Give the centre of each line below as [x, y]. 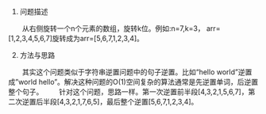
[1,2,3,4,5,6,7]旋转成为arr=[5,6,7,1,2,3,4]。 [76, 38]
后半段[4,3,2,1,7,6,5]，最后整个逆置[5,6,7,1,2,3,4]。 [117, 102]
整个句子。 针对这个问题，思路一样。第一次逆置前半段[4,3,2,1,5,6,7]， [128, 92]
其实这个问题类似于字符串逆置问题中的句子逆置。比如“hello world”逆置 [137, 72]
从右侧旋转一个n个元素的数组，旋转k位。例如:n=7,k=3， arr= [121, 28]
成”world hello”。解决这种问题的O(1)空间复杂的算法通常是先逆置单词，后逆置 [133, 82]
